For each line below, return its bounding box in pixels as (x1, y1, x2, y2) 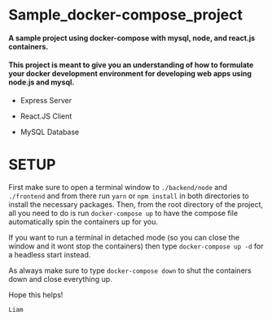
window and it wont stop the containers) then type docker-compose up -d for (8, 241, 264, 251)
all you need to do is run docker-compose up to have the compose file (8, 208, 239, 218)
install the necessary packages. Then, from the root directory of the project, (8, 199, 263, 209)
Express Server (20, 95, 72, 105)
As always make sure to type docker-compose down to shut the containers (8, 266, 252, 275)
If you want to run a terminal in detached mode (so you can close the (8, 232, 240, 242)
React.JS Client (20, 111, 72, 121)
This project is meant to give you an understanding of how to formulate (8, 60, 254, 70)
